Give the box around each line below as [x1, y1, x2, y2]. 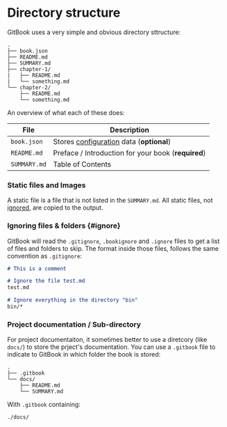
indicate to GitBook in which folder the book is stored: [7, 350, 161, 359]
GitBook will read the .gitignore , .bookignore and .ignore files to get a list [7, 237, 220, 245]
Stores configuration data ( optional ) [53, 137, 171, 146]
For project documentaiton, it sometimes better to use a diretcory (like [7, 336, 208, 344]
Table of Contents [53, 159, 112, 169]
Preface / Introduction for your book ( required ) [53, 148, 206, 157]
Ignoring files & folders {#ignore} [7, 221, 121, 231]
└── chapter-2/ [7, 84, 51, 91]
